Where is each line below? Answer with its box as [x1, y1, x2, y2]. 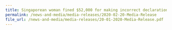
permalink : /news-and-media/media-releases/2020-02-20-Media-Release [5, 12, 157, 17]
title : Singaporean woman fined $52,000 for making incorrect [5, 7, 141, 13]
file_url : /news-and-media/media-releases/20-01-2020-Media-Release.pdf [5, 17, 164, 22]
